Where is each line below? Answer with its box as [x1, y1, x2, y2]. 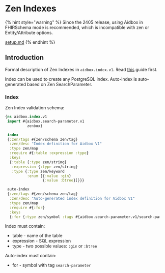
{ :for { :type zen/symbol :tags [9, 214, 74, 219]
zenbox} [27, 123, 43, 128]
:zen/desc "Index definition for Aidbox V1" [9, 141, 102, 147]
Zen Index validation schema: [5, 105, 65, 111]
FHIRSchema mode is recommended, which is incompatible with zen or [5, 24, 149, 30]
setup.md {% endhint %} [5, 39, 55, 45]
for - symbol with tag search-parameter [12, 262, 91, 268]
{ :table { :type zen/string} [9, 159, 67, 165]
